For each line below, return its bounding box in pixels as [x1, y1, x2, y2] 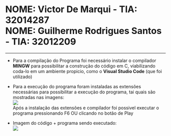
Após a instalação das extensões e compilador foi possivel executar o [12, 105, 159, 111]
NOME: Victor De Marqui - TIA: [5, 4, 137, 15]
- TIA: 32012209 [5, 36, 76, 48]
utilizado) [12, 74, 33, 80]
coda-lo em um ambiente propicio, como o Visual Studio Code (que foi [12, 68, 162, 74]
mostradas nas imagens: [12, 94, 65, 100]
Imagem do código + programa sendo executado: [12, 120, 117, 126]
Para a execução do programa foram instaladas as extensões [12, 83, 141, 89]
